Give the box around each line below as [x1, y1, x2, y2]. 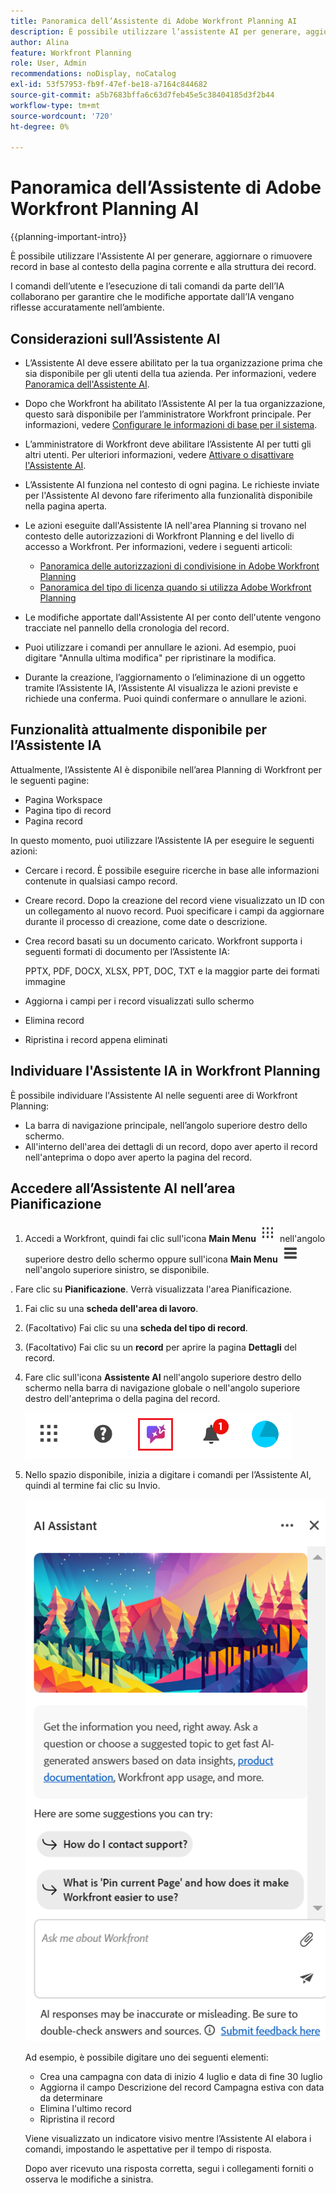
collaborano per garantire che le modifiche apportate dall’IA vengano [10, 291, 295, 303]
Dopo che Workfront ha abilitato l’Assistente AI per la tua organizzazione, [24, 398, 326, 409]
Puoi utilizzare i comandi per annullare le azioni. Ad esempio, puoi [24, 641, 297, 653]
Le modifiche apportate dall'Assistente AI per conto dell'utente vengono [24, 611, 322, 623]
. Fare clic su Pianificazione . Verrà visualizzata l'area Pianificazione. [10, 1283, 293, 1295]
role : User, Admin [10, 58, 87, 69]
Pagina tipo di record [24, 804, 112, 816]
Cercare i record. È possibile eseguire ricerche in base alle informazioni [24, 864, 320, 876]
